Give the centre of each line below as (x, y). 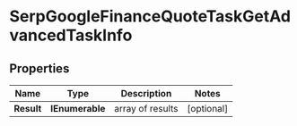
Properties (39, 68)
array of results (146, 109)
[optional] (208, 109)
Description (146, 93)
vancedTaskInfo (71, 35)
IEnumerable (78, 109)
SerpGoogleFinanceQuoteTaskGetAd (150, 17)
